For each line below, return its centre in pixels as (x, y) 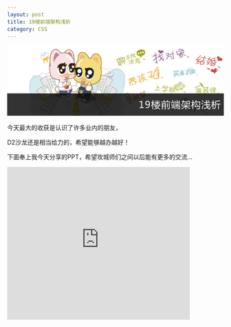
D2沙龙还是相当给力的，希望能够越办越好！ (68, 143)
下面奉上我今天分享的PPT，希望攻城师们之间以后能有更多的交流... (100, 157)
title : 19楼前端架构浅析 (39, 22)
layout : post (26, 14)
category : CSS (27, 29)
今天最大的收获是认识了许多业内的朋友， (64, 128)
